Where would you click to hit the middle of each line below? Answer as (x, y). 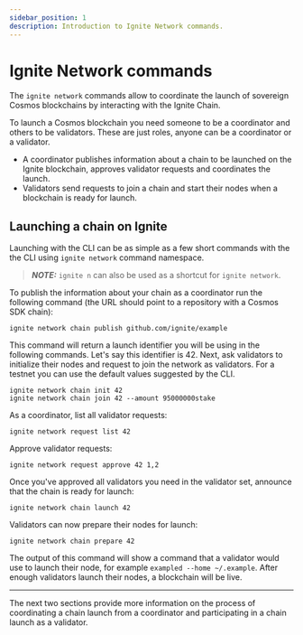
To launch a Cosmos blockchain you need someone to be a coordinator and (150, 123)
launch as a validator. (49, 622)
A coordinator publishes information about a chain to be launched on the (157, 160)
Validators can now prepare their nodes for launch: (104, 525)
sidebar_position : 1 (48, 18)
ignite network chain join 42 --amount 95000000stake (113, 398)
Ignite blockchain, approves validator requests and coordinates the (146, 169)
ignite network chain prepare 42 (72, 542)
